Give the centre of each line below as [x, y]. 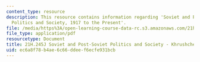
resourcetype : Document [36, 39]
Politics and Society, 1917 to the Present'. [69, 22]
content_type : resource [36, 12]
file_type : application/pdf [41, 34]
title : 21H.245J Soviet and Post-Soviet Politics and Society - [87, 45]
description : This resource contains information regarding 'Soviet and [98, 17]
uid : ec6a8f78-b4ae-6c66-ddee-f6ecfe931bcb [61, 50]
